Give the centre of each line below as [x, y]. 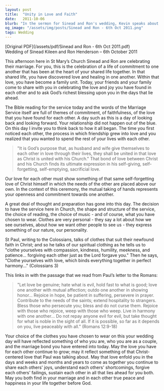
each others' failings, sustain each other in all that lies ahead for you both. [80, 373]
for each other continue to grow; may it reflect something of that [70, 352]
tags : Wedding [20, 32]
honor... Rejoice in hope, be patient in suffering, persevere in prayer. [85, 295]
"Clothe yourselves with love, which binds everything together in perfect [78, 260]
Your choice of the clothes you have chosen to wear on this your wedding [80, 336]
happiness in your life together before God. [48, 383]
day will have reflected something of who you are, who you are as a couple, [81, 341]
